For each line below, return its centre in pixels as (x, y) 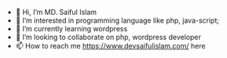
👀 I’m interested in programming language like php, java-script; (117, 20)
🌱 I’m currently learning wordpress (71, 29)
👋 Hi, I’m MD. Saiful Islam (56, 12)
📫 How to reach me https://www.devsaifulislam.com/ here (110, 46)
